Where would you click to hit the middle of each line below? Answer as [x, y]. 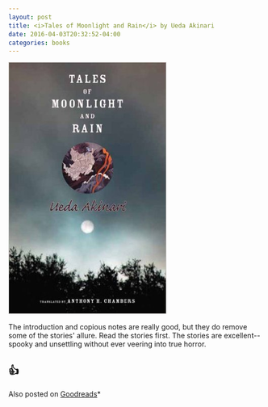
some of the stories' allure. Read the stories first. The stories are [115, 336]
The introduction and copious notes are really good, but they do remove [128, 327]
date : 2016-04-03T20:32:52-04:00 [65, 34]
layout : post [30, 17]
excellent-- [242, 336]
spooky [21, 344]
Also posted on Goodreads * [54, 394]
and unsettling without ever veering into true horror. [121, 344]
